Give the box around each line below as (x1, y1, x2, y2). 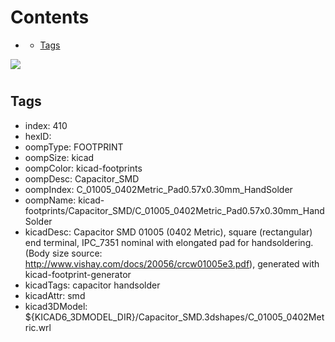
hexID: (24, 130, 52, 142)
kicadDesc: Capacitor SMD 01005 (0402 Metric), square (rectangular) (24, 226, 313, 238)
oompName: (24, 194, 77, 206)
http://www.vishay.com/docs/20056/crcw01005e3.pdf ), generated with (24, 257, 320, 270)
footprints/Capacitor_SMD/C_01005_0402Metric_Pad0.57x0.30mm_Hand (24, 204, 325, 216)
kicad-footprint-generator (24, 268, 132, 280)
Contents (10, 6, 90, 29)
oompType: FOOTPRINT (24, 141, 124, 153)
